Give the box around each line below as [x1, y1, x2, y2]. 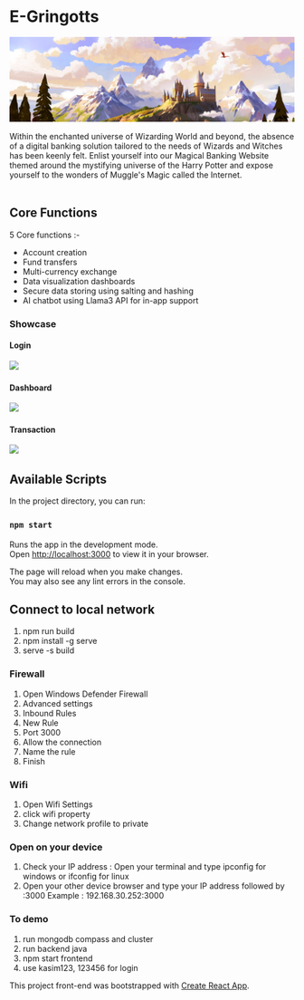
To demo [9, 913, 49, 926]
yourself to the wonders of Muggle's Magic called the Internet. [9, 169, 242, 180]
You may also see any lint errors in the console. [9, 575, 185, 586]
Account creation [22, 246, 88, 257]
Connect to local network [9, 601, 156, 617]
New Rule [22, 717, 59, 728]
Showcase [9, 317, 57, 330]
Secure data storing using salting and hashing [22, 285, 195, 296]
